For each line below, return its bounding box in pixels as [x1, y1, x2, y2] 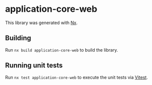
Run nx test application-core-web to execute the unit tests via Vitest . [5, 74, 148, 80]
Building [5, 34, 31, 42]
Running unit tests [5, 61, 63, 70]
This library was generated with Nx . [5, 20, 78, 26]
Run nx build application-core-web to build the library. [5, 47, 118, 53]
